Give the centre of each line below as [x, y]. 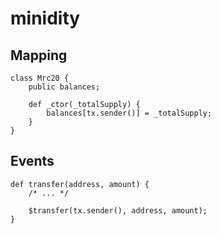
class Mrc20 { [40, 78]
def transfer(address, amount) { [80, 184]
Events [32, 161]
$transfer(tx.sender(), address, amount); [118, 210]
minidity [45, 18]
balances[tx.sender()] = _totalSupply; [129, 113]
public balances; [64, 87]
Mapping [39, 55]
